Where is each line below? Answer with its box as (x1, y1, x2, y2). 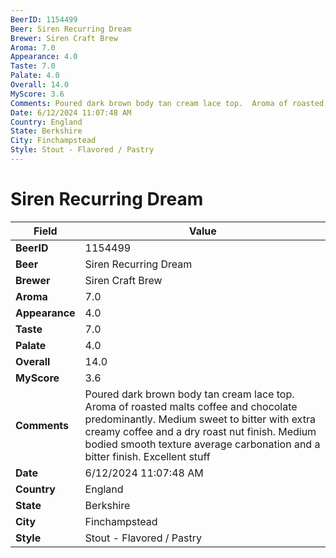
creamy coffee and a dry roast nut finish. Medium (84, 424, 317, 438)
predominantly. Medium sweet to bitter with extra (84, 412, 316, 426)
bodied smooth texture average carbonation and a (84, 437, 321, 451)
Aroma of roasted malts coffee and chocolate (84, 399, 298, 413)
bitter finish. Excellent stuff (84, 449, 211, 463)
